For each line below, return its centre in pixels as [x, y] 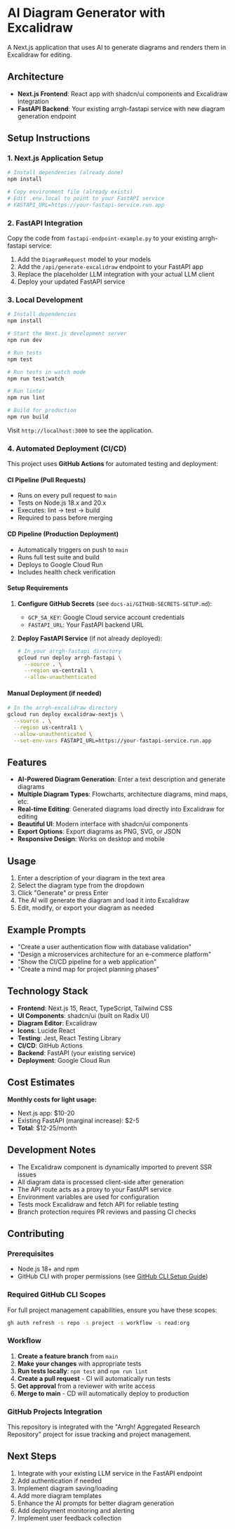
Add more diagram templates [59, 1495]
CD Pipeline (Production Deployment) [63, 534]
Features [27, 763]
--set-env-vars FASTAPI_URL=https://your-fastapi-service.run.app [113, 741]
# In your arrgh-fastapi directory [69, 651]
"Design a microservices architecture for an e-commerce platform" [114, 954]
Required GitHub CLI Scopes [57, 1295]
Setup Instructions [49, 138]
